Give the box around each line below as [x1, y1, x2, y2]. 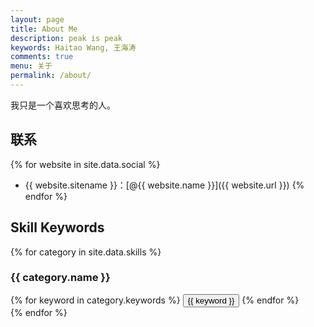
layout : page [10, 14, 65, 25]
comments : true [10, 52, 74, 62]
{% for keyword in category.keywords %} [10, 294, 181, 306]
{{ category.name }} [10, 271, 111, 285]
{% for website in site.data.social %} [10, 158, 161, 170]
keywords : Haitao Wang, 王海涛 [10, 42, 137, 53]
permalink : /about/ [10, 71, 92, 81]
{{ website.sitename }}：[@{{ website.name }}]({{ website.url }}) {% [24, 179, 305, 191]
